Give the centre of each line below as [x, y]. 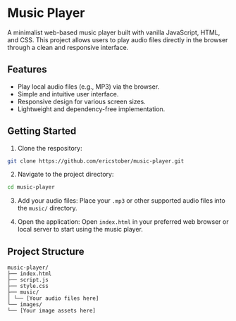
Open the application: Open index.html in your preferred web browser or [123, 222]
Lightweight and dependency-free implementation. [91, 109]
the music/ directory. [47, 208]
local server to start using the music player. [80, 229]
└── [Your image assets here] [52, 311]
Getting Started [42, 131]
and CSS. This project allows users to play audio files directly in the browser [118, 39]
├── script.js [28, 280]
